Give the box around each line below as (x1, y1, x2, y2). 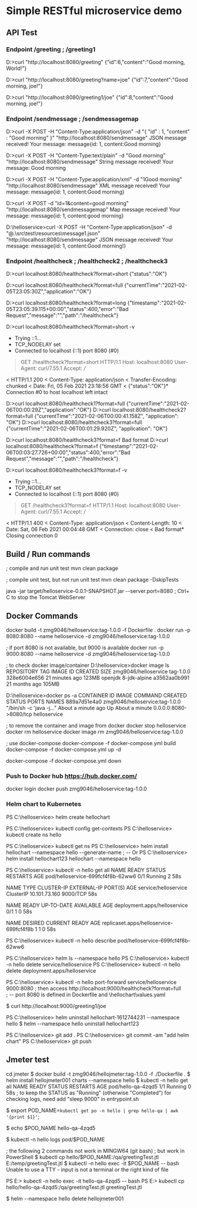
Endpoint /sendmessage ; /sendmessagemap (6, 115, 139, 123)
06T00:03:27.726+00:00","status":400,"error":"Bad (6, 449, 131, 456)
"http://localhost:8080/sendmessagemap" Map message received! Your (6, 206, 181, 213)
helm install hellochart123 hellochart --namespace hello (6, 855, 141, 862)
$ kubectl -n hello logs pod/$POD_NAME (6, 1136, 105, 1143)
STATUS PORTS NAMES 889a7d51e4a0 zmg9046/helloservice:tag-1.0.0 (6, 698, 181, 705)
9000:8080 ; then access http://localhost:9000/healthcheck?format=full (6, 985, 181, 992)
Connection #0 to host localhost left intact (6, 389, 108, 396)
